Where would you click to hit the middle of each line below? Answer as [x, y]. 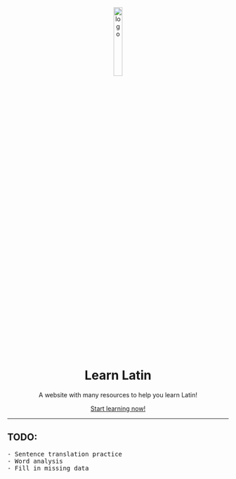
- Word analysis [35, 461]
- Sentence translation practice [65, 454]
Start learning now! [118, 409]
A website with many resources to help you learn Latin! [118, 394]
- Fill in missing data [48, 468]
